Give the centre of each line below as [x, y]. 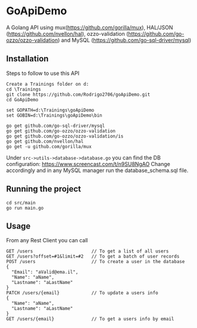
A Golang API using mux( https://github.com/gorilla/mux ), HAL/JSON [90, 27]
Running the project [44, 189]
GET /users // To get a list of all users [87, 251]
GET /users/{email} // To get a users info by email [90, 319]
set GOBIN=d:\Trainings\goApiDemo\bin [54, 115]
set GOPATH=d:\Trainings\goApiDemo [50, 110]
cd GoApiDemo [22, 99]
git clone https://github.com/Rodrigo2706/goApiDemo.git [78, 94]
